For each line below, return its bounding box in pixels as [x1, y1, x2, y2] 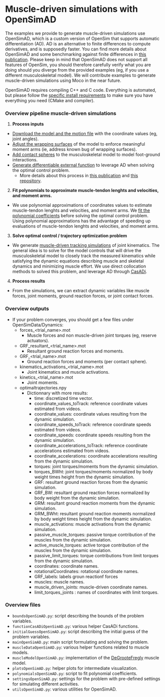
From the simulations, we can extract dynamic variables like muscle [12, 288, 150, 294]
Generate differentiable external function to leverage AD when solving [12, 162, 154, 168]
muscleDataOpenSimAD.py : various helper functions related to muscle [12, 644, 149, 650]
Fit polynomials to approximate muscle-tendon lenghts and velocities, [12, 188, 159, 194]
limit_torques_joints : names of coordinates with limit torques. [34, 589, 159, 595]
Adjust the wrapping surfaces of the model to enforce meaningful [12, 141, 145, 147]
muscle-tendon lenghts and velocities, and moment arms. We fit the [12, 207, 150, 213]
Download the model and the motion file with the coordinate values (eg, [12, 131, 158, 137]
